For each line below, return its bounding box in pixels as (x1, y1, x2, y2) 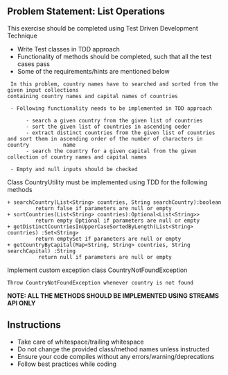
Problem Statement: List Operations (7, 6, 165, 17)
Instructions (7, 319, 61, 331)
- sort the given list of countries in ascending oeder (25, 123, 191, 130)
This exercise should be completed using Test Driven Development (7, 24, 199, 32)
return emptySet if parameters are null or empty (35, 235, 182, 242)
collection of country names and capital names (7, 153, 148, 161)
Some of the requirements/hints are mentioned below (17, 67, 170, 75)
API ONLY (7, 298, 36, 307)
